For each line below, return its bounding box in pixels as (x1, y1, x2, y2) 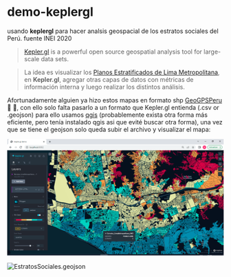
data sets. (41, 54, 69, 63)
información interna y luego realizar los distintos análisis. (23, 82, 186, 91)
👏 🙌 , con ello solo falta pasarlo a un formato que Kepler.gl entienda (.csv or (7, 103, 220, 111)
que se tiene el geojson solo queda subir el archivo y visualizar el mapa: (7, 125, 211, 133)
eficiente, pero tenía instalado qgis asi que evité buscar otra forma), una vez (7, 118, 223, 126)
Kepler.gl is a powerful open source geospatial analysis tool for (23, 47, 203, 56)
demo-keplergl (7, 4, 94, 20)
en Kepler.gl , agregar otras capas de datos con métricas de (23, 75, 194, 83)
